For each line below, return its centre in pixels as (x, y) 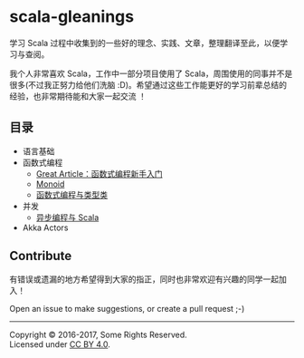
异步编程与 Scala (67, 217)
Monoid (50, 184)
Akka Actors (45, 227)
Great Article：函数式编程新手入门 (99, 173)
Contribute (41, 256)
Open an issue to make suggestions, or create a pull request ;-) (127, 308)
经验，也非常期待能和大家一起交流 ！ (78, 96)
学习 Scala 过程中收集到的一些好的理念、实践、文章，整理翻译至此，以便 (145, 43)
